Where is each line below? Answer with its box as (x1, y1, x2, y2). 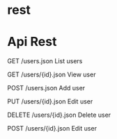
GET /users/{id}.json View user (7, 70, 96, 79)
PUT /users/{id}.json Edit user (7, 97, 93, 106)
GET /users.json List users (7, 57, 83, 65)
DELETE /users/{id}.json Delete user (7, 111, 111, 120)
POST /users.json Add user (7, 84, 86, 92)
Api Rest (7, 34, 57, 50)
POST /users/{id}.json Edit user (7, 124, 97, 133)
